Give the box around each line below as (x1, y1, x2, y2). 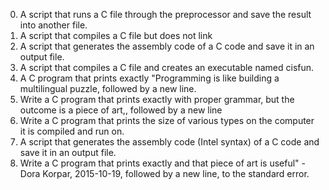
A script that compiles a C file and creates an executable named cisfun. (19, 62, 315, 73)
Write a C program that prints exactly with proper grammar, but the (19, 94, 295, 105)
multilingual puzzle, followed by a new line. (19, 83, 197, 94)
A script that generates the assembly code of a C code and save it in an (19, 40, 315, 52)
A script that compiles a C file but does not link (19, 30, 213, 41)
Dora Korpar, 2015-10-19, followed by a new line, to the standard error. (19, 168, 310, 179)
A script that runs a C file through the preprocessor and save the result (19, 9, 312, 20)
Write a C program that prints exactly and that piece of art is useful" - (19, 157, 306, 169)
